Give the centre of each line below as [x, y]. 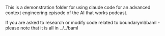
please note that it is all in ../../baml [42, 28]
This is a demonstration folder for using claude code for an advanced [78, 7]
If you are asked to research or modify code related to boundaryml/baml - [83, 23]
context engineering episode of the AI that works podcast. [66, 13]
